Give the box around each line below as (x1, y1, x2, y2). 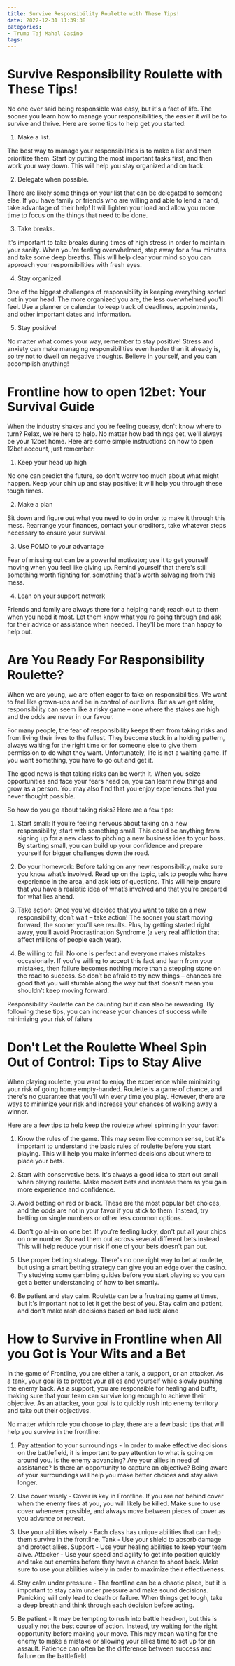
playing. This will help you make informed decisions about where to (17, 1149, 212, 1157)
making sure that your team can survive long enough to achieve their (7, 1391, 206, 1400)
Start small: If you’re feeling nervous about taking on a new (17, 819, 187, 827)
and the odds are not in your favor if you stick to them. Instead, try (17, 1206, 208, 1215)
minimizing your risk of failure (7, 1014, 93, 1023)
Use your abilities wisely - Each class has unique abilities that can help (17, 1527, 222, 1536)
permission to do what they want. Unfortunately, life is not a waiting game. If (7, 748, 227, 757)
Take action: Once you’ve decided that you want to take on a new (17, 906, 206, 914)
